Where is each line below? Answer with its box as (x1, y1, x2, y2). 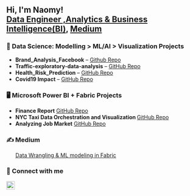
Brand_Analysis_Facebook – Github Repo (15, 56, 121, 63)
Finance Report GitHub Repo (15, 107, 88, 114)
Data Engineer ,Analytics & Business (6, 15, 148, 25)
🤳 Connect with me (6, 167, 64, 175)
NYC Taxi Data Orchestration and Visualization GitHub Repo (15, 113, 169, 121)
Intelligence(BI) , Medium (6, 24, 102, 34)
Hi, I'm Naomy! (6, 5, 64, 15)
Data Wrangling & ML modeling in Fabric (15, 152, 117, 159)
